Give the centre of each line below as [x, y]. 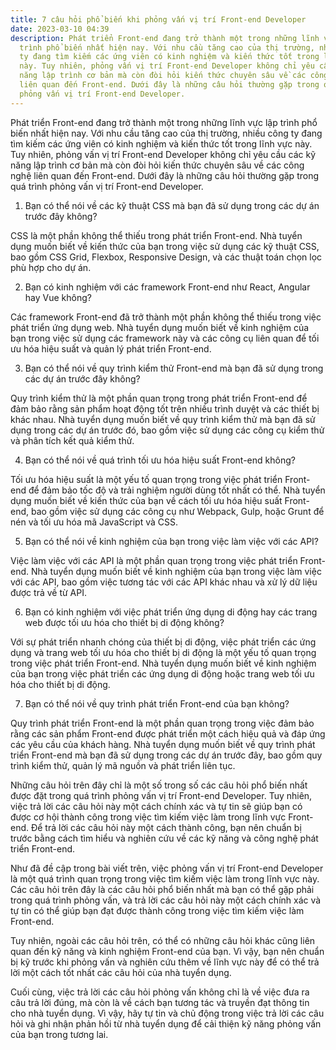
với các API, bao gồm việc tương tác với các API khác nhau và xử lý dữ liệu [164, 582]
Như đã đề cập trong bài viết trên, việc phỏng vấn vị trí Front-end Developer [167, 868]
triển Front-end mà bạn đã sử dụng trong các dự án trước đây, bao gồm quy [166, 755]
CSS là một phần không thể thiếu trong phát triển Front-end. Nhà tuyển [156, 235]
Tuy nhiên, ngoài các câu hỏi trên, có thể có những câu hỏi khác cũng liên [163, 940]
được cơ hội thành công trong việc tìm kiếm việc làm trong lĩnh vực [148, 817]
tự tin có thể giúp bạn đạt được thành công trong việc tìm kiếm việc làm [157, 910]
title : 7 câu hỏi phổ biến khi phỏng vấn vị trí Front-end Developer [158, 19]
